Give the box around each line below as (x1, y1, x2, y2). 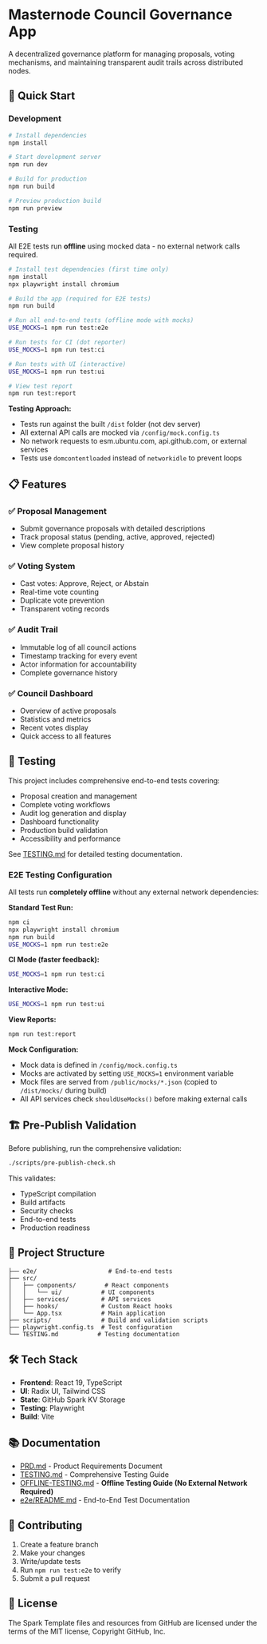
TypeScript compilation (19, 1188, 96, 1198)
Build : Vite (19, 1412, 54, 1422)
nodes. (8, 66, 31, 75)
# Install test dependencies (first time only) (8, 265, 170, 273)
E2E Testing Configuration (8, 869, 112, 880)
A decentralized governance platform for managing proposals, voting (8, 49, 235, 58)
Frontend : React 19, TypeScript (19, 1378, 123, 1387)
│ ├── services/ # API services (8, 1295, 151, 1304)
